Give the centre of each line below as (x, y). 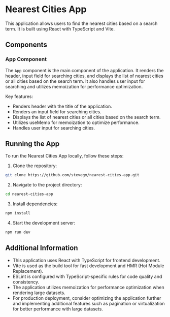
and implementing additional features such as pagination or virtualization (89, 303)
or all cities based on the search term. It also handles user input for (75, 81)
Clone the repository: (35, 166)
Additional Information (42, 248)
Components (26, 45)
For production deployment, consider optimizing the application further (87, 298)
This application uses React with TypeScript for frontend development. (87, 260)
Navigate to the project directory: (47, 185)
